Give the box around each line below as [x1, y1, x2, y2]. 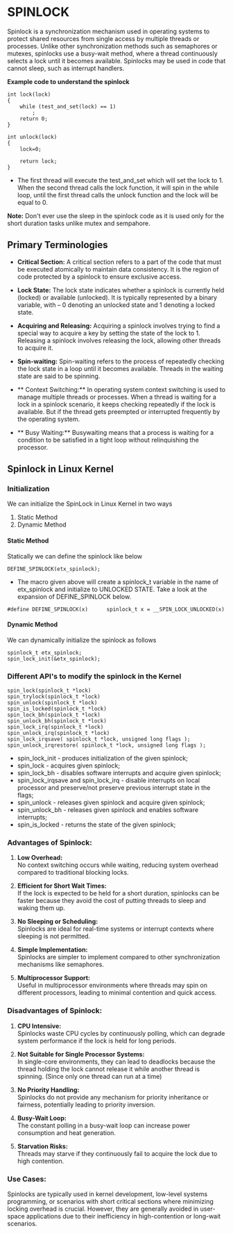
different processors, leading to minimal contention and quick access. [17, 988, 217, 997]
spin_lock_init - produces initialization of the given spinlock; [17, 754, 189, 763]
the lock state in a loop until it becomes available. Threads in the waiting [17, 364, 223, 372]
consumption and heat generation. [17, 1128, 116, 1136]
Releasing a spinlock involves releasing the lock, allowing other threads [17, 336, 221, 345]
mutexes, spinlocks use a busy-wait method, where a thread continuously [7, 49, 218, 58]
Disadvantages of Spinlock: [7, 1006, 103, 1016]
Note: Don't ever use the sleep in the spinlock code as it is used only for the [7, 211, 225, 220]
